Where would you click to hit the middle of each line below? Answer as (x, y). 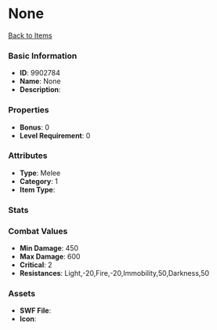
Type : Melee (40, 173)
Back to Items (30, 35)
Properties (29, 110)
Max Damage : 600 (50, 257)
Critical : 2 (36, 265)
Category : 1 (39, 181)
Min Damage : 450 (49, 248)
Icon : (28, 319)
